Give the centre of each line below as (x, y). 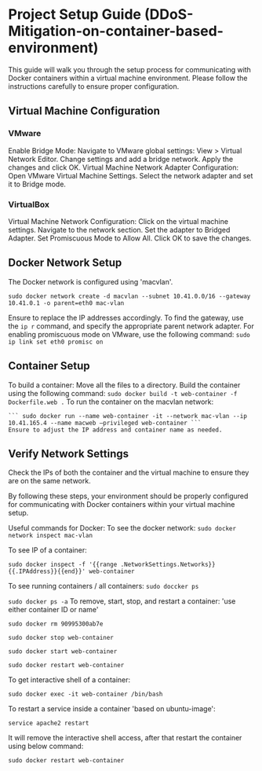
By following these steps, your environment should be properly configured (128, 496)
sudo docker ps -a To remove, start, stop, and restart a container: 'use (122, 601)
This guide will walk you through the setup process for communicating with (129, 69)
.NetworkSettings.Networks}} (168, 565)
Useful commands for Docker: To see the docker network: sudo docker (122, 528)
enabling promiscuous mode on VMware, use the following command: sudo (129, 334)
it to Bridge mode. (37, 184)
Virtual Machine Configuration (84, 111)
